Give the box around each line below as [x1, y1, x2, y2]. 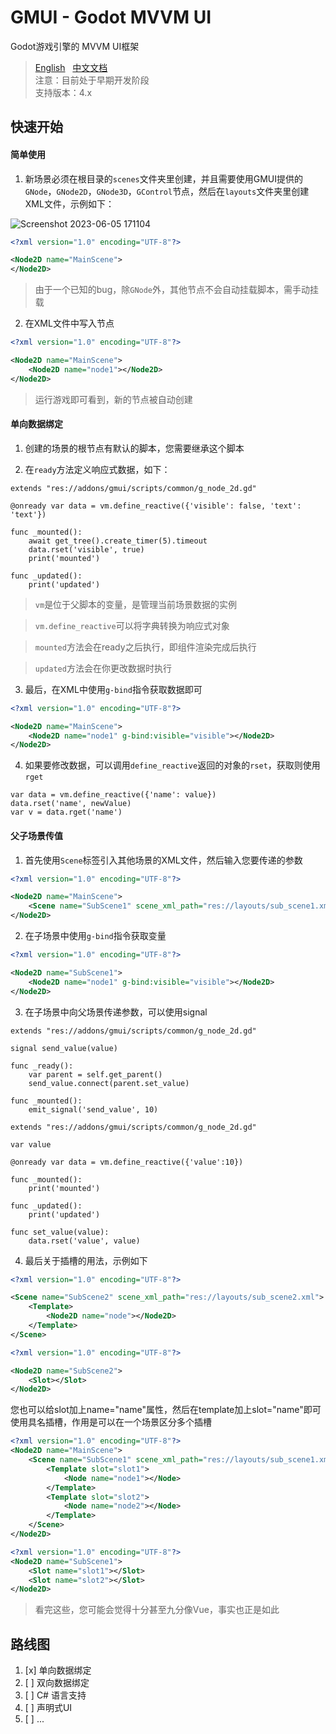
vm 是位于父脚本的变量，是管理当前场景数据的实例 [34, 598, 238, 610]
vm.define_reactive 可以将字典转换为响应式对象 [34, 619, 230, 631]
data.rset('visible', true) [28, 544, 145, 555]
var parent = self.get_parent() [28, 1069, 163, 1080]
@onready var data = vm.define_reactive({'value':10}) [10, 1157, 244, 1167]
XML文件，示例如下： [24, 197, 115, 210]
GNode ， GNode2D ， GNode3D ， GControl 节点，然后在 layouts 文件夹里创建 [24, 185, 310, 197]
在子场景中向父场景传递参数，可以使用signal [24, 1006, 208, 1018]
